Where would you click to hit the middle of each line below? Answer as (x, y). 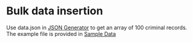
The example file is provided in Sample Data (61, 33)
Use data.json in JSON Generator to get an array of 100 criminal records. (97, 27)
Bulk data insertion (55, 11)
